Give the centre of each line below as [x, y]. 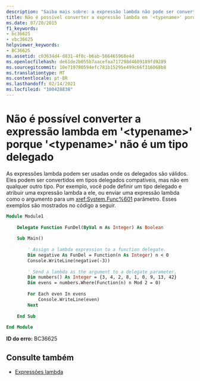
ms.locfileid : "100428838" [40, 90]
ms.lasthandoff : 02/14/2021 [41, 84]
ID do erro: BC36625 [32, 339]
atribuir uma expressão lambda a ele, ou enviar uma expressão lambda [93, 192]
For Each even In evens [57, 294]
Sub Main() [30, 239]
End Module [20, 327]
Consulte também [40, 357]
